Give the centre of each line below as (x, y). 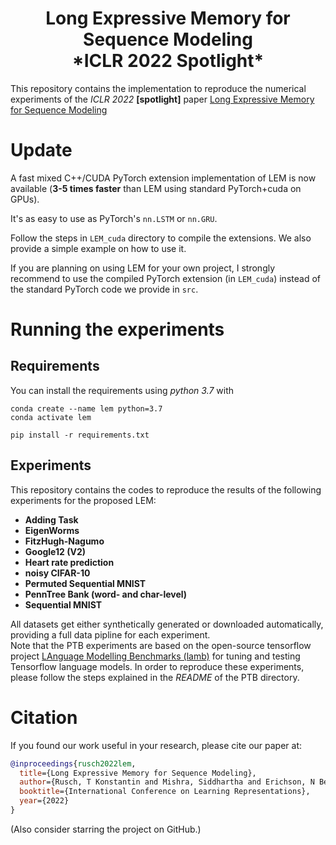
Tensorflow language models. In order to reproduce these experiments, (157, 666)
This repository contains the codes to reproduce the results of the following (166, 489)
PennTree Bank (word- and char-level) (106, 594)
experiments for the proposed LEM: (83, 500)
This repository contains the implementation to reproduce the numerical (158, 88)
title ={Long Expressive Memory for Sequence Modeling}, (138, 773)
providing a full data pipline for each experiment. (110, 634)
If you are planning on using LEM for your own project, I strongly (143, 268)
